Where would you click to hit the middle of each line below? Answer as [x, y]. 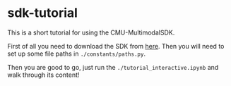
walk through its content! [43, 75]
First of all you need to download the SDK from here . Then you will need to [116, 46]
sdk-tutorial [42, 13]
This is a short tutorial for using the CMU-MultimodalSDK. [91, 32]
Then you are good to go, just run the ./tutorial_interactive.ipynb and [113, 67]
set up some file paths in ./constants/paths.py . [77, 54]
